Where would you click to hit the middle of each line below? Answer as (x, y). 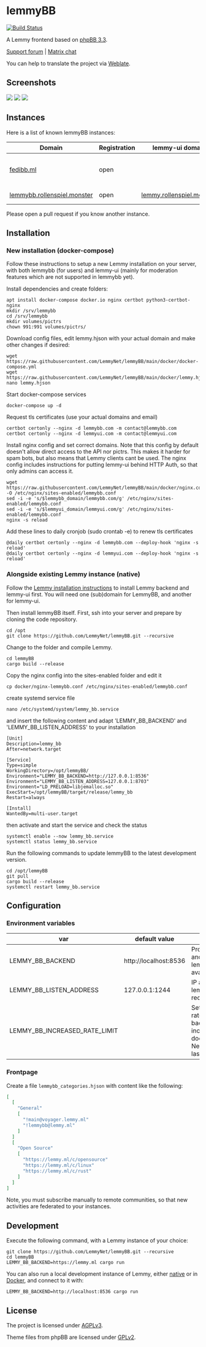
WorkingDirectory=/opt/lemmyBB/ (48, 771)
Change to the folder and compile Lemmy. (59, 647)
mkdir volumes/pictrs (34, 322)
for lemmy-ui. (23, 601)
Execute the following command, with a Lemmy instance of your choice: (97, 1241)
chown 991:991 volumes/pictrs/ (46, 327)
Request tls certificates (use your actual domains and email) (82, 417)
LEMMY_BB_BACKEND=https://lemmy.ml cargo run (65, 1263)
